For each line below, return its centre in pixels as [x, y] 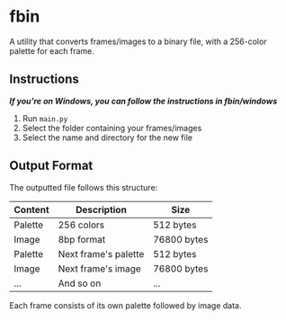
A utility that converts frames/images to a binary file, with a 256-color [138, 41]
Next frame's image [99, 269]
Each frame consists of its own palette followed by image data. [125, 305]
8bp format [82, 239]
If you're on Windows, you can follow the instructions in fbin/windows [143, 101]
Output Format [51, 166]
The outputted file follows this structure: [84, 187]
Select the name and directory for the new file [107, 138]
